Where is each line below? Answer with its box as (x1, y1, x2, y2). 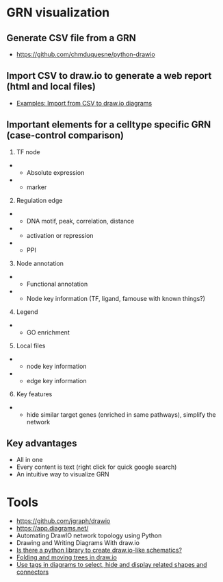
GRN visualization (6, 5, 110, 21)
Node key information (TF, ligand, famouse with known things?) (26, 294, 206, 302)
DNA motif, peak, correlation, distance (26, 217, 135, 225)
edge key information (26, 376, 87, 385)
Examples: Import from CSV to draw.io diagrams (16, 99, 152, 107)
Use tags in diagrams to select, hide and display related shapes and (16, 561, 207, 569)
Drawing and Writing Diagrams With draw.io (16, 539, 140, 547)
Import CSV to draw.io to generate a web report (6, 70, 212, 82)
